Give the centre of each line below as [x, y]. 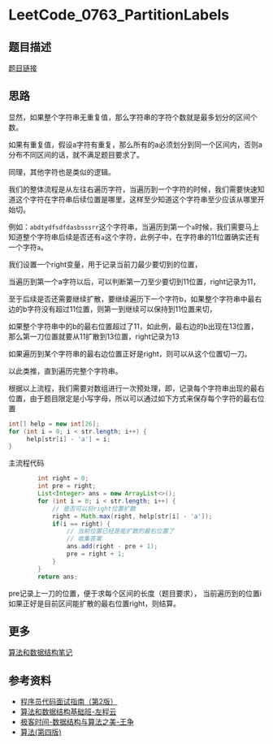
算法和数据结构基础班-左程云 [68, 712]
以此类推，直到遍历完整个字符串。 [65, 370]
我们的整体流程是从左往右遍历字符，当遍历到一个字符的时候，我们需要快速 [133, 189]
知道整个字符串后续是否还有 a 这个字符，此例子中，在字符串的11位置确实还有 [134, 236]
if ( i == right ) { [81, 524]
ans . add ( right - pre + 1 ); [112, 547]
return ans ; [58, 577]
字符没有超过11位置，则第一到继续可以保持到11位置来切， [122, 309]
